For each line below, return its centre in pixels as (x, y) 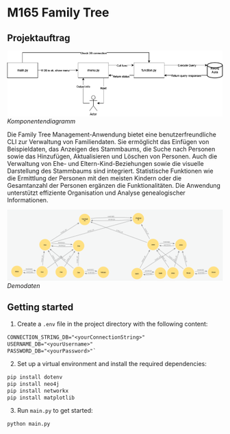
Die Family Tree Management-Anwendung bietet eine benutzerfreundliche (112, 134)
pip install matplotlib (41, 398)
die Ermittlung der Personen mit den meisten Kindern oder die (94, 178)
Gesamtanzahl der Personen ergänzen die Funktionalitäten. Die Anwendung (114, 186)
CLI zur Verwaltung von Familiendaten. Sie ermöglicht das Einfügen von (108, 142)
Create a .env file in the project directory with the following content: (112, 324)
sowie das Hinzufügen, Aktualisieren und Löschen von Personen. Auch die (112, 156)
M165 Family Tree (58, 13)
